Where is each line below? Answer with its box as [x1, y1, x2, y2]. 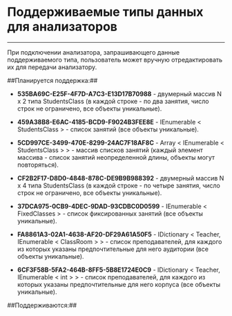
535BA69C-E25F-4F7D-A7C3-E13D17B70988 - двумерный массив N [17, 89, 222, 97]
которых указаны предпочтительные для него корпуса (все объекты [17, 280, 221, 288]
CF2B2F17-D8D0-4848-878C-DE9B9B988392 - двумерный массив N [17, 174, 224, 182]
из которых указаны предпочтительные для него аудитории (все [17, 245, 209, 253]
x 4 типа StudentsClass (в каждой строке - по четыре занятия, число [17, 181, 221, 189]
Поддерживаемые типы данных [7, 4, 204, 20]
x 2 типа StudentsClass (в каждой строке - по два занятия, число [17, 97, 209, 105]
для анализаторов [7, 19, 117, 35]
